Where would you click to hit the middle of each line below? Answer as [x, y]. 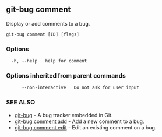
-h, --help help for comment [49, 61]
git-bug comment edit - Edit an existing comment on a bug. [85, 127]
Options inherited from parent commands [66, 76]
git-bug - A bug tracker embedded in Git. [64, 115]
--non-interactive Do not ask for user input [80, 88]
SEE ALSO [21, 103]
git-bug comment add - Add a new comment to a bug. [79, 121]
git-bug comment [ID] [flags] [43, 34]
